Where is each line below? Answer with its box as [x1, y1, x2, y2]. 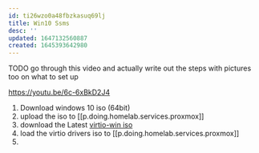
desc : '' [8, 26, 38, 34]
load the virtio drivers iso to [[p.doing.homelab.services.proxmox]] [19, 129, 240, 139]
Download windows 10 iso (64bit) [19, 103, 131, 113]
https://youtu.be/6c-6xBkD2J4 [8, 87, 111, 97]
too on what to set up [8, 72, 79, 82]
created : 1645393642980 [8, 42, 88, 50]
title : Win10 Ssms [8, 19, 70, 27]
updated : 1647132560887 [8, 34, 88, 42]
